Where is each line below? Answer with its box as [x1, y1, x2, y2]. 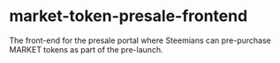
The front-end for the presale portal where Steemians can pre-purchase [9, 35, 272, 45]
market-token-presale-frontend [9, 6, 248, 26]
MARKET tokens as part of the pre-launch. [9, 44, 163, 54]
